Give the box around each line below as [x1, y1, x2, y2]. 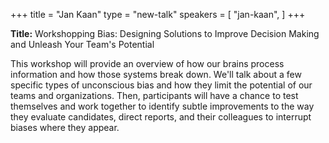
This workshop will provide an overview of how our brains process [10, 58, 285, 69]
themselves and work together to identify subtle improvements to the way [10, 100, 315, 112]
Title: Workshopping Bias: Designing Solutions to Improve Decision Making [10, 28, 320, 39]
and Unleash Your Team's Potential [10, 39, 155, 50]
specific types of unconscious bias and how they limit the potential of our [10, 79, 313, 91]
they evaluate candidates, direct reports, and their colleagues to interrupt [10, 111, 312, 123]
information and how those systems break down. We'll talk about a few [10, 69, 302, 80]
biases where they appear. [10, 122, 120, 133]
